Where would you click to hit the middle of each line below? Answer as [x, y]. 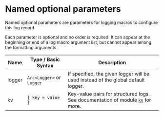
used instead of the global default [106, 80]
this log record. [20, 27]
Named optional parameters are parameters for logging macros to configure [82, 22]
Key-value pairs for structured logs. [109, 94]
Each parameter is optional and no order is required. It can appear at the [78, 37]
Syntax [45, 65]
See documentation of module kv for [109, 100]
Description [112, 62]
